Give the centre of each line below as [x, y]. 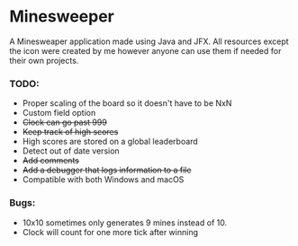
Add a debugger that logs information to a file [107, 170]
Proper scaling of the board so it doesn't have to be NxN [127, 103]
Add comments [50, 161]
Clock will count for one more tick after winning [110, 232]
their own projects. [44, 60]
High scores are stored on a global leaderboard [110, 142]
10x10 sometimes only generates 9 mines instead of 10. [125, 223]
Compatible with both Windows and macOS [103, 180]
